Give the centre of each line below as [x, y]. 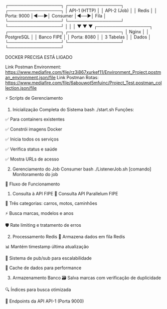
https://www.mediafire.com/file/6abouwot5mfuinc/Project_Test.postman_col [83, 83]
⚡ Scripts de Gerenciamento [34, 98]
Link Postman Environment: [33, 67]
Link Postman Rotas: [78, 77]
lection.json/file [21, 88]
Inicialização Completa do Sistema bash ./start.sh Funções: [73, 109]
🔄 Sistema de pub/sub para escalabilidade [49, 258]
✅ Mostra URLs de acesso [32, 159]
